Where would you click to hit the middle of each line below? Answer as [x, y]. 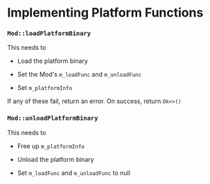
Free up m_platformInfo [51, 146]
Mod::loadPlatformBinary [49, 34]
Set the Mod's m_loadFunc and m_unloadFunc [79, 75]
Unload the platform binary [56, 159]
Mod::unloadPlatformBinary [53, 118]
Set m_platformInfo [45, 88]
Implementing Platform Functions [105, 13]
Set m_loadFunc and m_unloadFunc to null [73, 173]
